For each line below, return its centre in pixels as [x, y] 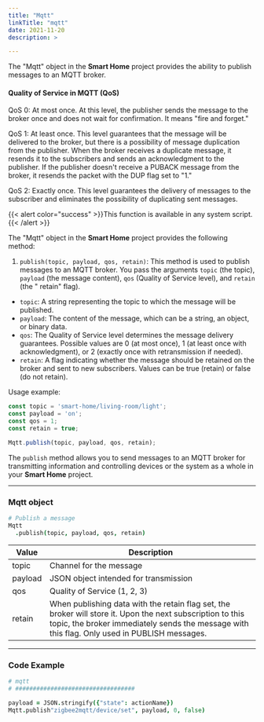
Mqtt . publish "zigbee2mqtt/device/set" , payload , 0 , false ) [107, 710]
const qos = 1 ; [33, 421]
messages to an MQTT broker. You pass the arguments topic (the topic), [137, 270]
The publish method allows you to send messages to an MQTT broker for [127, 457]
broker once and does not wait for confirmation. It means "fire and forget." [128, 119]
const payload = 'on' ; [45, 414]
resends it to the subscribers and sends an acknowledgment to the [116, 159]
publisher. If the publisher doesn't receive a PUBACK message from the [124, 167]
